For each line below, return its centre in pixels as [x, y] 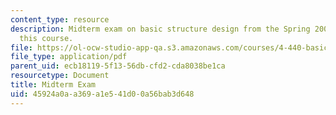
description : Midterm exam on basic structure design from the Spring [160, 29]
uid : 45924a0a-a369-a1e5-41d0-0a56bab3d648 [102, 94]
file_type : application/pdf [69, 57]
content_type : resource [60, 19]
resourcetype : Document [60, 76]
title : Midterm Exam [53, 85]
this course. [46, 38]
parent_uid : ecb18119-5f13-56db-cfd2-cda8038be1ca [118, 66]
